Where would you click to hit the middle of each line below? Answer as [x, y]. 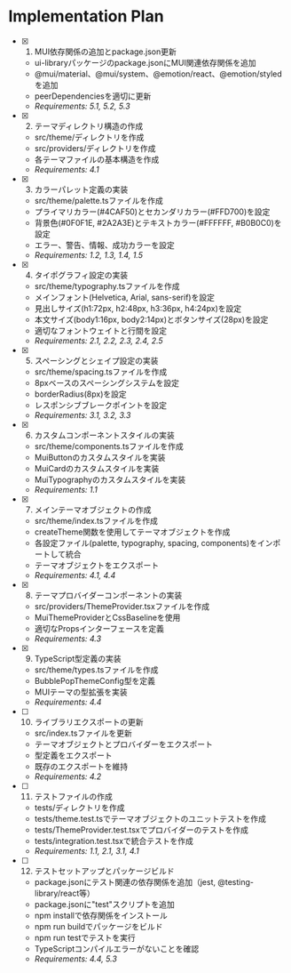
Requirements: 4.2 [68, 776]
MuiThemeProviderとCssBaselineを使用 [107, 617]
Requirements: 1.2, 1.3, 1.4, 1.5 [89, 254]
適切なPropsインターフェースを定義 [99, 628]
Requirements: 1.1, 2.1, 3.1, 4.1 [87, 850]
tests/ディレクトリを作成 [79, 808]
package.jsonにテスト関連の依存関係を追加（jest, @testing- [144, 881]
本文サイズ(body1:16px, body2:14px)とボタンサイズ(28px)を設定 [151, 319]
